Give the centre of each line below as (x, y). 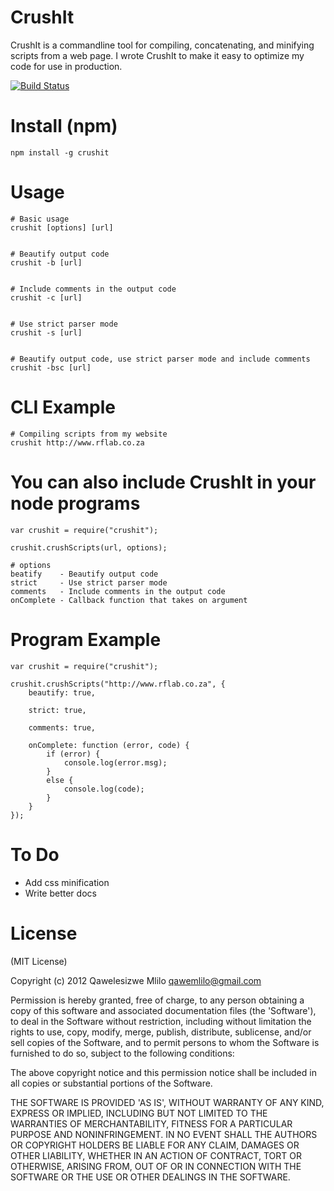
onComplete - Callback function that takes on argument (129, 600)
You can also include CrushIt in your (163, 482)
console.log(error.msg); (115, 762)
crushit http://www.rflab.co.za (77, 442)
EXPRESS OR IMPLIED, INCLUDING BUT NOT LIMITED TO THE (139, 1113)
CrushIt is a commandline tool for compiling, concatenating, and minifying (162, 45)
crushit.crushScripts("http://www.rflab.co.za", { (118, 684)
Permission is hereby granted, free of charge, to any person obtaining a (157, 1000)
